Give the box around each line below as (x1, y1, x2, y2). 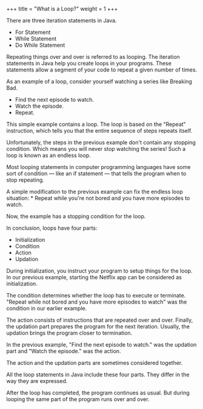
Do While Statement (15, 42, 65, 48)
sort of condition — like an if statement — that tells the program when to (6, 170, 187, 177)
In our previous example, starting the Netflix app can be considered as (6, 274, 182, 281)
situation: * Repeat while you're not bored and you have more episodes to (6, 195, 190, 202)
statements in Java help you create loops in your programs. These (6, 60, 171, 67)
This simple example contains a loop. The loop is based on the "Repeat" (6, 121, 186, 128)
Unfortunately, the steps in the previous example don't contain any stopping (6, 139, 196, 146)
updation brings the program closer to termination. (6, 330, 133, 336)
